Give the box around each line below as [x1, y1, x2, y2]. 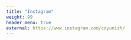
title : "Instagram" [6, 8, 54, 15]
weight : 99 [6, 14, 33, 20]
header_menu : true [6, 19, 51, 25]
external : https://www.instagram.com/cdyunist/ [6, 25, 126, 31]
